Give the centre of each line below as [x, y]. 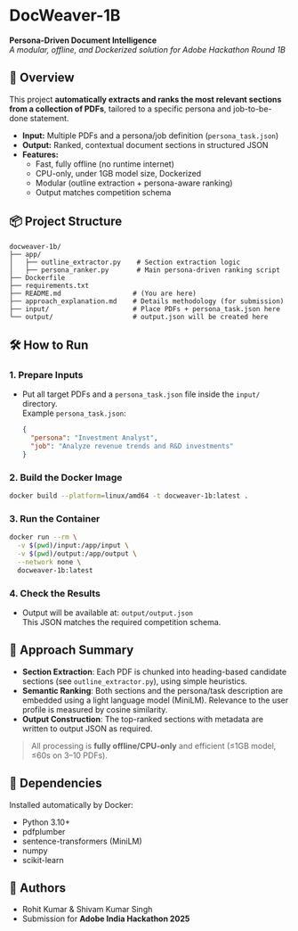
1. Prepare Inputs [46, 375]
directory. [40, 404]
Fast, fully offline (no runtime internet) [105, 164]
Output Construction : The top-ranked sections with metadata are [143, 719]
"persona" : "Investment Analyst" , [94, 438]
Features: [40, 154]
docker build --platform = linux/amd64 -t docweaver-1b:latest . [129, 496]
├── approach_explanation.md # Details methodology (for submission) [147, 301]
